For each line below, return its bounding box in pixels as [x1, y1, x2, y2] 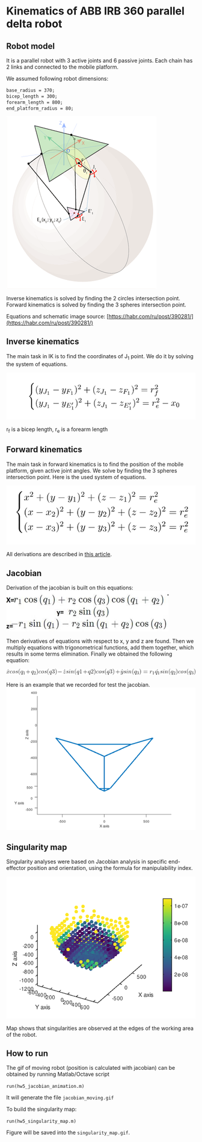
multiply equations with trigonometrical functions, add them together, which [6, 644, 194, 651]
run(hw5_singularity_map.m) [6, 1119, 77, 1125]
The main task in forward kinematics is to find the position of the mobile [6, 461, 184, 468]
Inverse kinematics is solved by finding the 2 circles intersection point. [6, 295, 180, 302]
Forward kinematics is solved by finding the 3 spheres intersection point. [6, 301, 186, 308]
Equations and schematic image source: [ [6, 313, 109, 320]
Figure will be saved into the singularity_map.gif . [6, 1129, 130, 1136]
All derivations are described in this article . [6, 551, 112, 558]
